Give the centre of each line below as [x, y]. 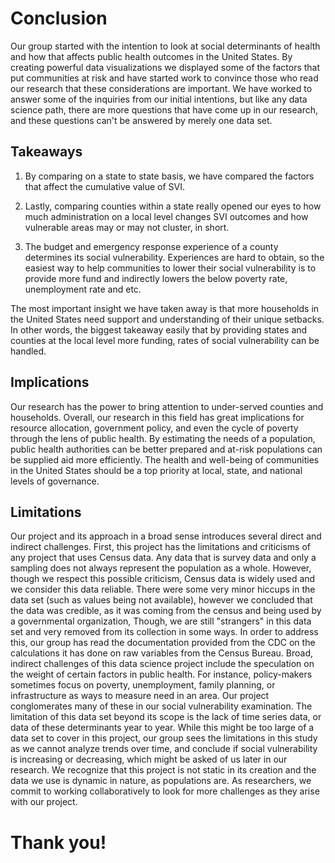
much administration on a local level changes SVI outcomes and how [166, 216]
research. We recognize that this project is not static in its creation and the [163, 770]
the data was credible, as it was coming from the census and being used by [166, 611]
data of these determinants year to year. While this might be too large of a [162, 728]
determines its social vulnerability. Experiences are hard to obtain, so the [174, 257]
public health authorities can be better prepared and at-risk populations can [166, 449]
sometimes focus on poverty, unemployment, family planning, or [143, 685]
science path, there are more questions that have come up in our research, [164, 109]
